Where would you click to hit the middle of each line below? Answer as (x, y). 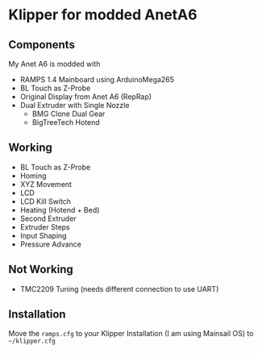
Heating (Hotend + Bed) (60, 210)
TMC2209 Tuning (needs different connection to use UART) (119, 289)
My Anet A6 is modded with (54, 64)
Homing (33, 176)
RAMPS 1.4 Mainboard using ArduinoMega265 (97, 79)
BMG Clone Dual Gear (69, 114)
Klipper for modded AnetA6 (103, 15)
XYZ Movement (46, 184)
